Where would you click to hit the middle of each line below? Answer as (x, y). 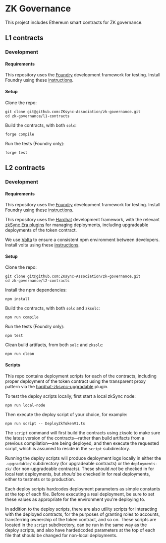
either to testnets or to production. (40, 479)
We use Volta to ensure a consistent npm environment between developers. (83, 240)
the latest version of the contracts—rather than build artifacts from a (75, 438)
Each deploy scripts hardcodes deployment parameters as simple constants (83, 488)
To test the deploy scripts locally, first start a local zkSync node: (71, 396)
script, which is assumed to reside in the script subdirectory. (68, 448)
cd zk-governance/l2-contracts (37, 281)
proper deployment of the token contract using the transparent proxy (76, 381)
